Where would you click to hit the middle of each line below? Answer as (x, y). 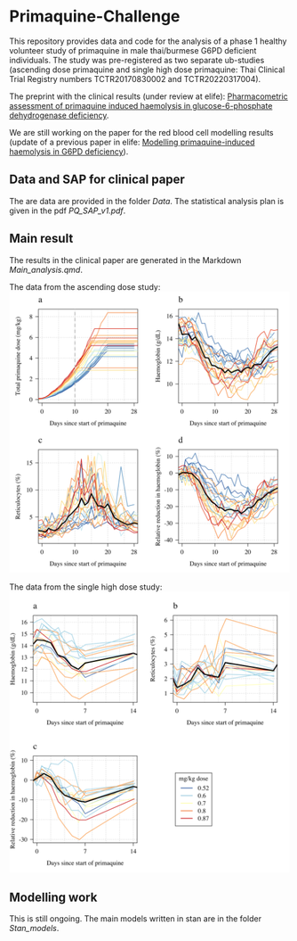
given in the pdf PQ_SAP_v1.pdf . (68, 210)
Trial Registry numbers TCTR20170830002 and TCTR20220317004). (135, 78)
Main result (41, 239)
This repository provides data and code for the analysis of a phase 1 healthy (148, 41)
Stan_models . (34, 929)
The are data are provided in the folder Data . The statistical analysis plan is (147, 201)
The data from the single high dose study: (86, 587)
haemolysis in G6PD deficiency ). (69, 151)
